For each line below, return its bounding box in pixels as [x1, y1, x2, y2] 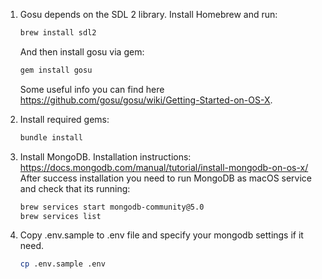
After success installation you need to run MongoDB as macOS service [19, 172, 313, 184]
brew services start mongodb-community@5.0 [19, 202, 205, 212]
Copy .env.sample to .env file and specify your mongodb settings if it [19, 229, 304, 241]
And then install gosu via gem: [19, 45, 145, 58]
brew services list [19, 211, 102, 221]
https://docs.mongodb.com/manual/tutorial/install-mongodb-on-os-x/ [19, 161, 309, 173]
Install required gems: [19, 113, 110, 125]
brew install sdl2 [19, 28, 97, 38]
